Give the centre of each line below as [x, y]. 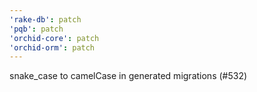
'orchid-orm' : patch [52, 47]
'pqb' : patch [36, 29]
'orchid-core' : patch [54, 38]
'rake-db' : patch [45, 19]
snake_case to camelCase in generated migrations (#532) [128, 76]
